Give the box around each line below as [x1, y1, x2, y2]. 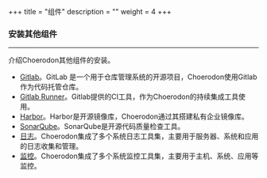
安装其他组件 [8, 28, 58, 40]
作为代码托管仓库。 [19, 82, 83, 92]
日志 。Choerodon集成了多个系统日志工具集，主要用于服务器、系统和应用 [19, 131, 259, 141]
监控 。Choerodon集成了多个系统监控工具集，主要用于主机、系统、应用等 [19, 151, 259, 161]
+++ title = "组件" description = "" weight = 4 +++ [8, 7, 172, 16]
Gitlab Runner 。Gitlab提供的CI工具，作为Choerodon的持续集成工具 [19, 92, 239, 101]
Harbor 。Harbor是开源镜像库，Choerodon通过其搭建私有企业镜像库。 [19, 112, 249, 121]
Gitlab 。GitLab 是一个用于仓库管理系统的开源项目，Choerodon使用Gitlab [19, 72, 257, 81]
